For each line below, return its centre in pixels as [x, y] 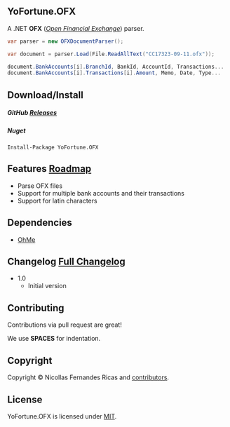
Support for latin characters [57, 201]
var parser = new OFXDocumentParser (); [66, 41]
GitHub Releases [32, 113]
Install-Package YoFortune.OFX [53, 148]
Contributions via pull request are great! [65, 325]
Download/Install [46, 95]
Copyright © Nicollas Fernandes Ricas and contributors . [88, 377]
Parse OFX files [40, 186]
